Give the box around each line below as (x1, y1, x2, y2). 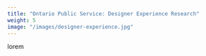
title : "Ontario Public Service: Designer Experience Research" (7, 10, 200, 17)
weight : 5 (7, 17, 37, 24)
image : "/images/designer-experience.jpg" (7, 23, 134, 30)
